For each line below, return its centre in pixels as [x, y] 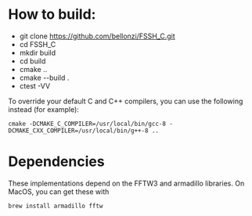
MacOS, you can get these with [59, 191]
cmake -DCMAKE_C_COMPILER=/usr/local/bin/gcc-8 [87, 124]
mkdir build [38, 52]
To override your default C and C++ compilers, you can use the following [126, 101]
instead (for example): [44, 109]
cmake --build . [44, 77]
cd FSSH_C [38, 44]
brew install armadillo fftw [56, 206]
